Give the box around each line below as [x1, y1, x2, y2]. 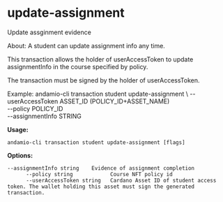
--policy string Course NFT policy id [25, 171, 173, 178]
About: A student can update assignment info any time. [7, 41, 165, 50]
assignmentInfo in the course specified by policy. [7, 62, 148, 71]
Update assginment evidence [7, 28, 92, 36]
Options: [7, 151, 33, 159]
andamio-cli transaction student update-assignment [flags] [7, 138, 186, 146]
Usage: [7, 125, 29, 134]
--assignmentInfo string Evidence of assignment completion [7, 164, 195, 172]
